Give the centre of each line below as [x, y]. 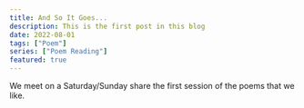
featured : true [38, 60]
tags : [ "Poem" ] [38, 43]
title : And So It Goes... [58, 18]
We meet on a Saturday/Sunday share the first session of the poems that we [152, 86]
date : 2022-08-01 [42, 34]
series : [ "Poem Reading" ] [58, 52]
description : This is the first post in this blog [107, 26]
